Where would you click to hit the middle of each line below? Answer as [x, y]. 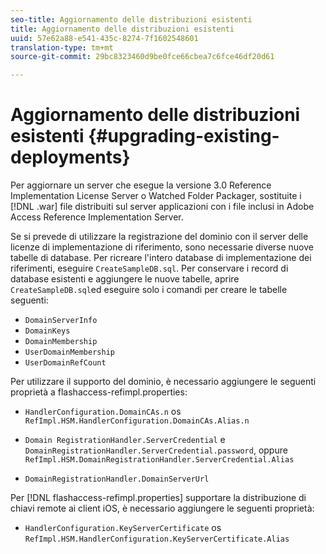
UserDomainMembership [69, 352]
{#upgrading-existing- [184, 136]
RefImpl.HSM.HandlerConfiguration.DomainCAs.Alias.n [137, 421]
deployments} [70, 157]
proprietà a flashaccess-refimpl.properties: [99, 392]
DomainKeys [47, 331]
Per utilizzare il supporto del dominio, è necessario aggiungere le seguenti [163, 382]
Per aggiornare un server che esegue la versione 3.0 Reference [141, 185]
